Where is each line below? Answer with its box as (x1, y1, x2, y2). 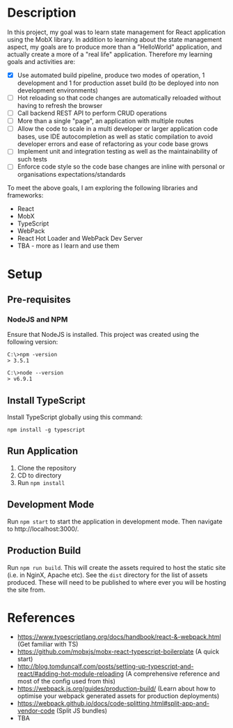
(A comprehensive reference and (124, 670, 220, 678)
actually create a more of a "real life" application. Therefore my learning (7, 50, 213, 58)
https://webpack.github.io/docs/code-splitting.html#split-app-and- (17, 699, 210, 708)
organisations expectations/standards (17, 171, 126, 179)
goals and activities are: (7, 57, 75, 65)
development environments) (17, 86, 99, 95)
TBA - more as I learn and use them (17, 242, 120, 250)
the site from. (7, 585, 46, 594)
